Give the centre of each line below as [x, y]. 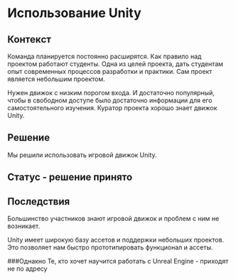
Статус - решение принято [70, 177]
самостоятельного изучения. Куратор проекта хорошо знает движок [112, 108]
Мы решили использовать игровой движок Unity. [82, 155]
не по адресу [27, 269]
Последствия [39, 201]
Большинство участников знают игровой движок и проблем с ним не [113, 219]
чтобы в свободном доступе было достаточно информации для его [110, 100]
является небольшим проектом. [56, 79]
